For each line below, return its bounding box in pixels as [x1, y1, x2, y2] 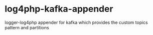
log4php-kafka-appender [4, 3, 113, 15]
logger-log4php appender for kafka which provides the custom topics [4, 19, 148, 25]
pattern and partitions [4, 24, 49, 30]
